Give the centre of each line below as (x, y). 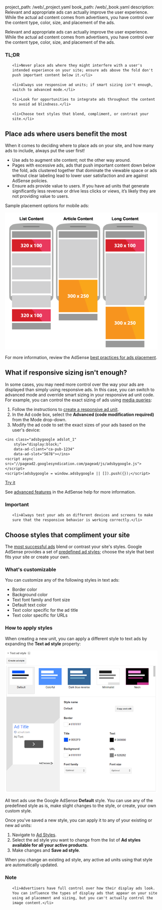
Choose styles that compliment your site (67, 535)
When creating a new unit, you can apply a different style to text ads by (76, 638)
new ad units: (18, 825)
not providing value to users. (40, 196)
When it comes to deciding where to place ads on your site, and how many (79, 146)
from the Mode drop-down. (39, 419)
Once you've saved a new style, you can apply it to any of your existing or (79, 820)
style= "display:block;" (38, 444)
